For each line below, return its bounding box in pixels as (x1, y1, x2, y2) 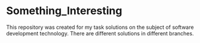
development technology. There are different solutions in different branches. (6, 29, 194, 37)
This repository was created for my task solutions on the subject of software (6, 24, 194, 31)
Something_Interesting (6, 4, 122, 18)
